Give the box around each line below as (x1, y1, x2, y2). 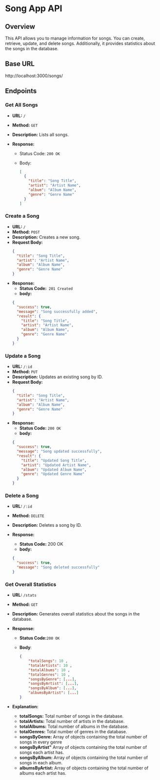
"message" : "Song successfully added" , (17, 309, 98, 314)
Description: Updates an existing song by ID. (12, 374, 103, 380)
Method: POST (12, 229, 40, 235)
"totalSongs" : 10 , (28, 658, 68, 664)
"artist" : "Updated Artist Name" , (21, 462, 91, 468)
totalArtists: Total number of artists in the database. (19, 718, 125, 724)
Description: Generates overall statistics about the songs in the (12, 611, 140, 617)
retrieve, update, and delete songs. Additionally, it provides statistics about (5, 41, 155, 46)
